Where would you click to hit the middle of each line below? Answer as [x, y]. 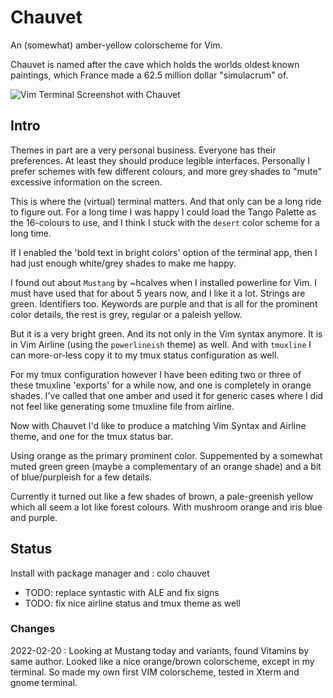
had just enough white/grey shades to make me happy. [123, 263]
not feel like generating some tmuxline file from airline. [122, 406]
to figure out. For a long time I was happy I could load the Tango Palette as [163, 212]
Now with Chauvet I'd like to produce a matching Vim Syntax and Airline [158, 425]
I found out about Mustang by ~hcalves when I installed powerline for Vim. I [163, 282]
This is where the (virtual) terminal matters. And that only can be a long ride [166, 201]
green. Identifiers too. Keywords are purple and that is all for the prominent [164, 303]
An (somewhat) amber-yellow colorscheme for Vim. [116, 45]
